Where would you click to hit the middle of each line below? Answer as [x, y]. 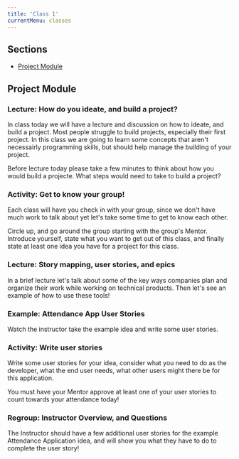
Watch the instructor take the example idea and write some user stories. [113, 329]
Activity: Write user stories [55, 347]
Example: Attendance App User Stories [76, 313]
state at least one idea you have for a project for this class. [93, 247]
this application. [31, 378]
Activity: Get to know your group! [66, 194]
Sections [27, 49]
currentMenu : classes [39, 21]
